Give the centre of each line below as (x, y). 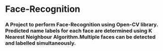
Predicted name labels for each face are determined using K (79, 31)
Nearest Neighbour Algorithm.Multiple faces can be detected (81, 37)
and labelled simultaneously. (41, 43)
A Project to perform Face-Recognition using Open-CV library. (82, 25)
